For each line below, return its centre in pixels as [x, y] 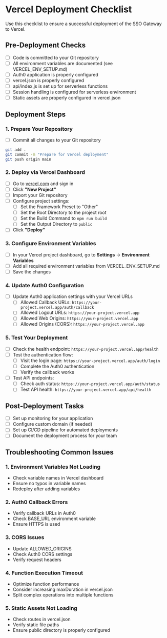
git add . [16, 150]
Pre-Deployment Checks [46, 45]
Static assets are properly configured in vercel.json [67, 98]
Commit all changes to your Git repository [57, 140]
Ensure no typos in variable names [49, 484]
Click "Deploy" [29, 230]
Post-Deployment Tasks [45, 406]
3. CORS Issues [25, 537]
